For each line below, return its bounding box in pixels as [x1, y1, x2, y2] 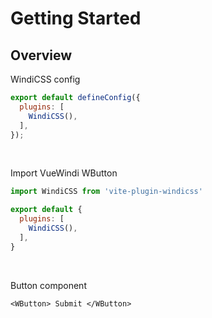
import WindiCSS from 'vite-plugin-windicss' [10, 187, 203, 197]
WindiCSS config [10, 73, 81, 85]
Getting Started [10, 7, 142, 30]
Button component [10, 279, 87, 291]
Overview [10, 47, 73, 64]
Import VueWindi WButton [10, 167, 118, 179]
